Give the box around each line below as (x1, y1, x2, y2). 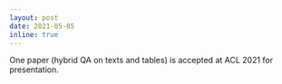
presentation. (9, 64, 59, 75)
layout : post (9, 13, 59, 23)
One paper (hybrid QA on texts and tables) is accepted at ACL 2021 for (9, 55, 274, 66)
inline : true (9, 30, 59, 39)
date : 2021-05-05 (9, 22, 75, 31)
